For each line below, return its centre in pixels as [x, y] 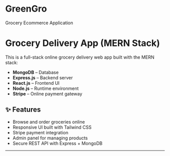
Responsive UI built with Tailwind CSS [52, 127]
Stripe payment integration [40, 132]
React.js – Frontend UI [36, 83]
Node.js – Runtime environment [46, 88]
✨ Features [23, 110]
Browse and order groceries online [49, 122]
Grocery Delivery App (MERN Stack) [83, 43]
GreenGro [26, 9]
